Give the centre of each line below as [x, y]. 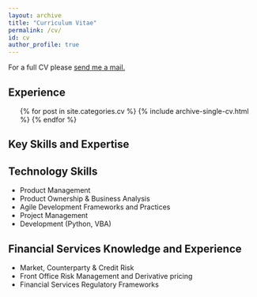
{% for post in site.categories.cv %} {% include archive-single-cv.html [134, 111]
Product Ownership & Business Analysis [85, 199]
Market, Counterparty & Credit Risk [77, 267]
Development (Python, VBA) [66, 224]
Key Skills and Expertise [69, 144]
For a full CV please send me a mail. [67, 67]
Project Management [54, 216]
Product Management [55, 190]
